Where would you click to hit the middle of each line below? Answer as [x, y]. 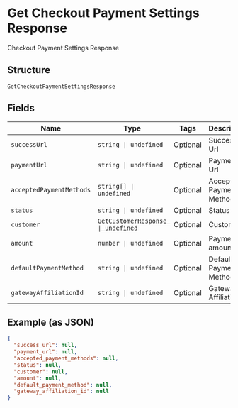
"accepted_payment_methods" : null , [66, 358]
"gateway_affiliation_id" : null [62, 392]
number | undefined [131, 243]
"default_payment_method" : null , [63, 385]
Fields [21, 108]
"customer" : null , [41, 371]
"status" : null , [38, 365]
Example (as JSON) [51, 322]
